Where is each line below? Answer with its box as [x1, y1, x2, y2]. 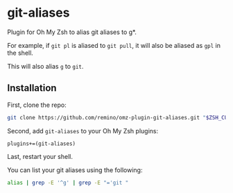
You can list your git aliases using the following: [7, 165, 143, 174]
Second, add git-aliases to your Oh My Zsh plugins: [7, 126, 158, 135]
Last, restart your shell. [7, 152, 73, 160]
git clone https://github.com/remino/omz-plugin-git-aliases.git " [7, 114, 207, 121]
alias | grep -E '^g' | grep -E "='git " [7, 179, 129, 186]
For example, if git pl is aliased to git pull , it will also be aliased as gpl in [7, 41, 221, 49]
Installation [7, 82, 57, 94]
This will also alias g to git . [7, 62, 84, 70]
